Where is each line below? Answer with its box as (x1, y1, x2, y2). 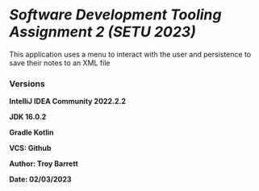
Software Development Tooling (9, 6, 222, 24)
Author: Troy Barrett (9, 159, 79, 168)
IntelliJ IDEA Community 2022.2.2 (9, 97, 126, 106)
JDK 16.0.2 (9, 112, 47, 122)
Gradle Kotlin (9, 127, 54, 138)
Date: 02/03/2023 (9, 175, 72, 185)
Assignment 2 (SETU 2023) (9, 23, 196, 41)
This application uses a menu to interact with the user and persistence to (9, 49, 252, 59)
